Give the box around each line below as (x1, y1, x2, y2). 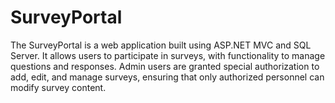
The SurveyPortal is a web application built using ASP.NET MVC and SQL (10, 39, 312, 51)
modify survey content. (10, 81, 107, 93)
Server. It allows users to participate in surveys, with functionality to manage (10, 49, 326, 61)
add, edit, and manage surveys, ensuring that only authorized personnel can (10, 71, 325, 83)
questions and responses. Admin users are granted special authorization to (10, 60, 320, 72)
